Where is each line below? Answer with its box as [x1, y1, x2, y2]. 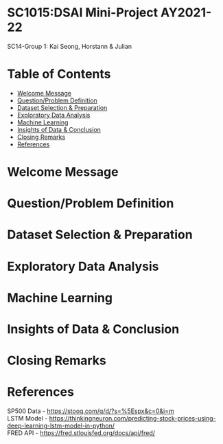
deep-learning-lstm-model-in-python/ [7, 421, 115, 430]
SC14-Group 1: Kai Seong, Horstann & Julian [7, 42, 132, 50]
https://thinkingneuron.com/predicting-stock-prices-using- [49, 414, 216, 423]
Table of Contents [7, 67, 111, 82]
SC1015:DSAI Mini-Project [7, 5, 159, 21]
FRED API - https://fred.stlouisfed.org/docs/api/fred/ [7, 429, 156, 437]
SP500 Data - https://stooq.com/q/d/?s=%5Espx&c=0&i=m [7, 407, 174, 415]
